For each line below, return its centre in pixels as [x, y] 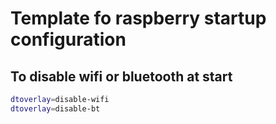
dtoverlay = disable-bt [55, 108]
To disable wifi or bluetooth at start [121, 76]
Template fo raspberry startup [138, 18]
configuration [68, 39]
